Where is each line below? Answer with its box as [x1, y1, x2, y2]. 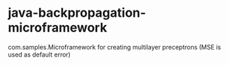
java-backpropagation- [8, 5, 146, 21]
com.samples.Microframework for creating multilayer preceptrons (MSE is [8, 43, 221, 51]
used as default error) [8, 50, 71, 59]
